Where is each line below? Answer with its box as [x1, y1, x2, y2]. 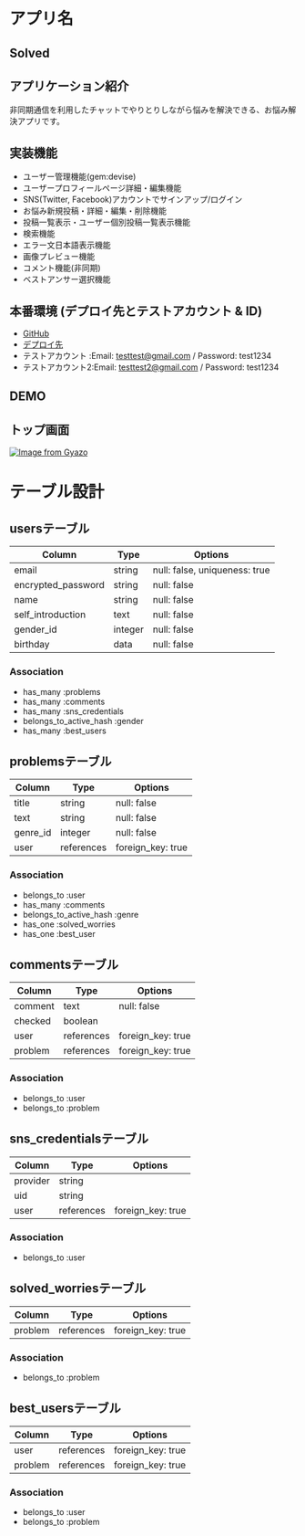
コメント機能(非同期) [22, 262, 102, 274]
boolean [63, 1015, 98, 1027]
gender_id [14, 623, 57, 636]
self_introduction [14, 608, 86, 621]
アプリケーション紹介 [9, 79, 129, 94]
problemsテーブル [9, 753, 112, 769]
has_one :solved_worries [22, 919, 116, 930]
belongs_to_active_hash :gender [22, 715, 144, 726]
